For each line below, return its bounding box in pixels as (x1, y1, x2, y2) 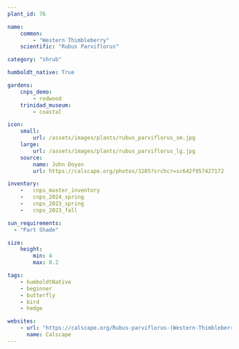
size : (7, 239, 23, 246)
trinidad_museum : (20, 101, 72, 109)
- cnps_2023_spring (20, 200, 84, 207)
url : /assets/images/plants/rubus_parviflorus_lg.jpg (33, 147, 196, 155)
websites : (7, 318, 37, 325)
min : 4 (33, 252, 53, 260)
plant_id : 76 (7, 10, 46, 18)
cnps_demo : (20, 88, 53, 95)
